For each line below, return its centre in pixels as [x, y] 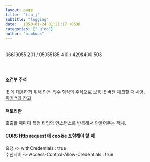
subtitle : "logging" [27, 19]
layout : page [19, 10]
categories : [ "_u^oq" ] [29, 29]
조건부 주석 [16, 79]
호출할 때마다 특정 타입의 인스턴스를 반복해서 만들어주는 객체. [66, 123]
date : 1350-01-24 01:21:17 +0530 [43, 24]
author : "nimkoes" [25, 34]
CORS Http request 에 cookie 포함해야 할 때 [50, 136]
